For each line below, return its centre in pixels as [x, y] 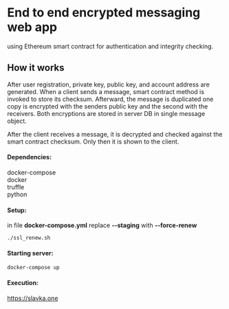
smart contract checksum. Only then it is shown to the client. [93, 141]
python [17, 194]
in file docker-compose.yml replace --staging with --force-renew [102, 225]
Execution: [23, 282]
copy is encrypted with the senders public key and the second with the [108, 106]
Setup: [17, 210]
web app [32, 27]
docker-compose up [33, 268]
